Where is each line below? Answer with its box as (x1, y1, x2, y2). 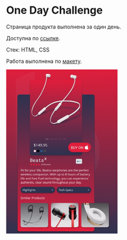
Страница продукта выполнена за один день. (6, 23, 122, 30)
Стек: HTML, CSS (6, 46, 50, 53)
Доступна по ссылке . (6, 34, 61, 41)
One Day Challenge (6, 4, 103, 17)
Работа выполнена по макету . (6, 57, 82, 65)
